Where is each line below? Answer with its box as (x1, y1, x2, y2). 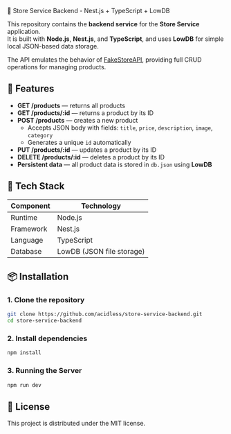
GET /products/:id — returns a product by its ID (17, 108, 154, 117)
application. (7, 28, 41, 35)
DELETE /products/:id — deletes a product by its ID (17, 153, 165, 161)
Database (10, 246, 42, 256)
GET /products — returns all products (17, 101, 126, 110)
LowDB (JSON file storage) (57, 246, 145, 256)
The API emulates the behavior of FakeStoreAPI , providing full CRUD (7, 55, 202, 64)
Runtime (10, 212, 38, 222)
